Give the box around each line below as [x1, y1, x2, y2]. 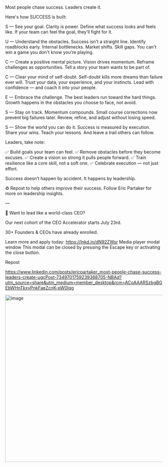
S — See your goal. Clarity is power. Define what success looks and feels [5, 23, 156, 29]
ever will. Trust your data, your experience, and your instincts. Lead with [5, 79, 154, 85]
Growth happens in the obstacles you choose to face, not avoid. [5, 99, 137, 105]
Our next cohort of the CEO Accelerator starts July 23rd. [5, 219, 121, 225]
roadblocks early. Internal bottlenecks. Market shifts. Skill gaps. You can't [5, 44, 156, 49]
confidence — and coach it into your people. [5, 84, 97, 90]
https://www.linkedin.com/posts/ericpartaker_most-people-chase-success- [5, 269, 161, 274]
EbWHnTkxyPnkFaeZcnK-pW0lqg [5, 285, 74, 290]
